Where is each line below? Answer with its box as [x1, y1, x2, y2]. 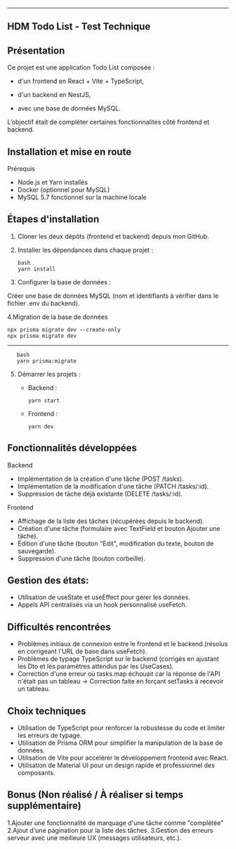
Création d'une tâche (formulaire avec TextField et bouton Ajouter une [17, 524, 221, 532]
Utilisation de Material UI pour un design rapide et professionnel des [17, 761, 216, 769]
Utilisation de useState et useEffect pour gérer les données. [17, 593, 191, 602]
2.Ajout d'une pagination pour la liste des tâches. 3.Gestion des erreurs [7, 826, 214, 834]
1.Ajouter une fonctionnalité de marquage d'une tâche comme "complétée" [7, 818, 224, 827]
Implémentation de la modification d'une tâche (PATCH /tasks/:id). [17, 482, 209, 490]
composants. [17, 769, 55, 777]
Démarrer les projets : [17, 370, 81, 378]
